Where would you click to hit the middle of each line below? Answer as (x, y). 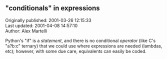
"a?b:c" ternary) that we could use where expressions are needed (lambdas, (84, 46)
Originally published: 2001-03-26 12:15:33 (48, 20)
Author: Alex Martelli (26, 31)
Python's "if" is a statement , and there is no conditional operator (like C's (80, 40)
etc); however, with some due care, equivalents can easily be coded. (76, 51)
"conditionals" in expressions (52, 8)
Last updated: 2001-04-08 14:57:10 (41, 25)
